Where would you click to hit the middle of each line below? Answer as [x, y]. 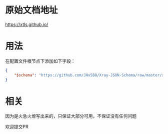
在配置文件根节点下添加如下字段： [40, 61]
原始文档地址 [32, 10]
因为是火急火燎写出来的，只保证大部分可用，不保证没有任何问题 [71, 116]
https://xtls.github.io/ [27, 24]
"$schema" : [25, 75]
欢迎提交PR [17, 127]
